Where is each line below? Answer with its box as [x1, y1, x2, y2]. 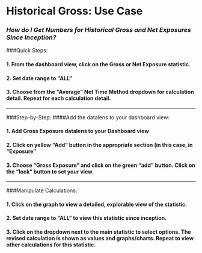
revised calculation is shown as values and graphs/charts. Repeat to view [6, 235, 194, 242]
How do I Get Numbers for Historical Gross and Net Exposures [6, 26, 191, 34]
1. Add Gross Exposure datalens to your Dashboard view [6, 128, 149, 135]
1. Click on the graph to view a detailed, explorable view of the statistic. [6, 201, 188, 208]
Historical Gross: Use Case [6, 4, 143, 18]
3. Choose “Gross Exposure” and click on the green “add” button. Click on [6, 161, 195, 169]
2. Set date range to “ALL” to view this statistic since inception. [6, 214, 167, 222]
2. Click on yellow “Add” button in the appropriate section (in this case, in [6, 142, 194, 149]
